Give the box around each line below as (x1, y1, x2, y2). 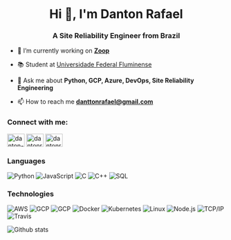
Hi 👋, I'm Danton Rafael (49, 6, 183, 22)
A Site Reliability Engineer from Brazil (52, 31, 181, 41)
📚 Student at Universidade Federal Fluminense (17, 60, 152, 68)
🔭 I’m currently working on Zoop (17, 46, 110, 55)
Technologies (7, 190, 54, 199)
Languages (7, 156, 46, 165)
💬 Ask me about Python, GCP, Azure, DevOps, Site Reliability (17, 76, 194, 85)
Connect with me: (7, 118, 68, 127)
